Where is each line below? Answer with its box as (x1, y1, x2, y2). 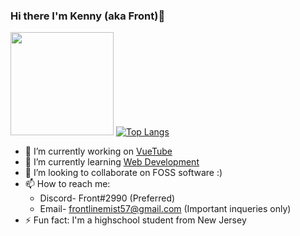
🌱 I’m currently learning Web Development (24, 156, 200, 168)
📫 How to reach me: (24, 178, 111, 190)
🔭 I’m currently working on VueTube (24, 145, 173, 158)
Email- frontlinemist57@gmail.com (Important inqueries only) (39, 203, 292, 215)
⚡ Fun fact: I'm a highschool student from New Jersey (24, 214, 247, 226)
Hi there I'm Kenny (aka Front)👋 (10, 9, 166, 23)
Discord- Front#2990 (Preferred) (39, 192, 176, 204)
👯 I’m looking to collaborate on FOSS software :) (24, 167, 223, 179)
